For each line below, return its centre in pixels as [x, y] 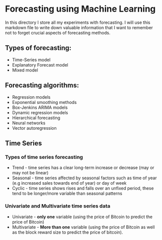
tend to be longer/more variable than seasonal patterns [67, 193]
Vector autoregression [34, 128]
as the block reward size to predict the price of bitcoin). [67, 232]
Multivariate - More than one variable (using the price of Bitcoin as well [83, 227]
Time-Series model [31, 60]
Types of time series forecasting [44, 157]
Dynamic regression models [40, 112]
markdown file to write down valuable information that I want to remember [79, 27]
